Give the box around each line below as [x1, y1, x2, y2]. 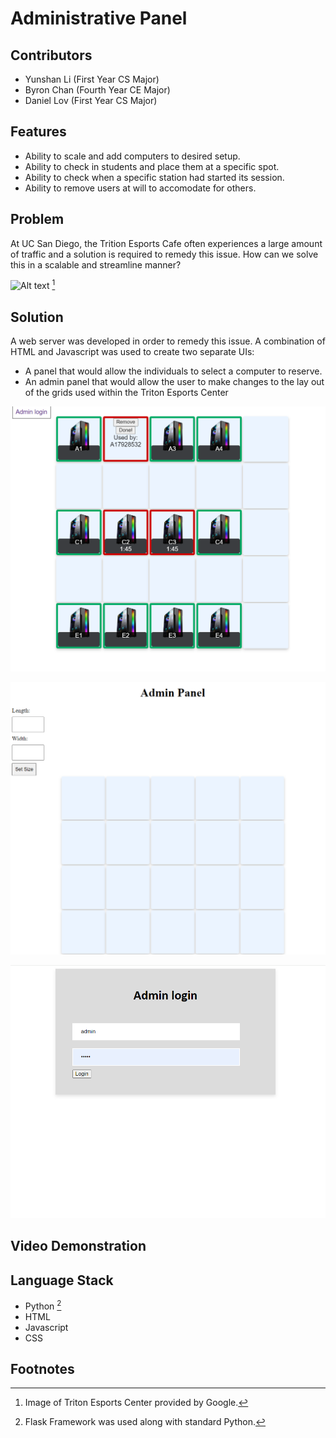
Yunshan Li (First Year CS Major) [24, 73, 160, 85]
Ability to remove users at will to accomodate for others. [24, 182, 257, 194]
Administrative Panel [10, 7, 188, 30]
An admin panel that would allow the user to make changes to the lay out [24, 376, 325, 388]
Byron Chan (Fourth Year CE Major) [24, 84, 171, 96]
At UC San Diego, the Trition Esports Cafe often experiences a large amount [10, 237, 323, 249]
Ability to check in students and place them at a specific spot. [24, 160, 280, 172]
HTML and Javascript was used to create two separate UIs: [10, 346, 255, 358]
